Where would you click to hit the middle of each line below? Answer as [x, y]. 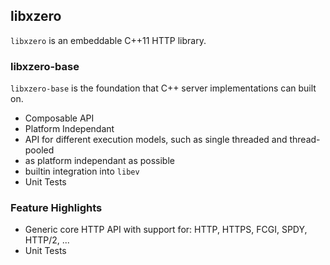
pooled [39, 150]
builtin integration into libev [82, 171]
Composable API [59, 118]
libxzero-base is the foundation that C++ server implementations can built [163, 88]
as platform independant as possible [99, 161]
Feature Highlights [56, 208]
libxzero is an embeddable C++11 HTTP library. [108, 40]
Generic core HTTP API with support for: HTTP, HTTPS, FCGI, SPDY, [166, 230]
